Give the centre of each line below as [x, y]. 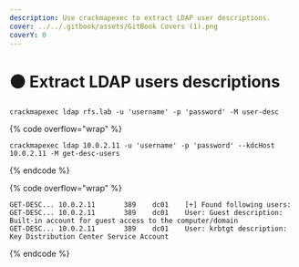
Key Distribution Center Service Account [89, 237]
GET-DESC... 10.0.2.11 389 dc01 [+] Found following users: [150, 205]
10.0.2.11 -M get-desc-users [65, 154]
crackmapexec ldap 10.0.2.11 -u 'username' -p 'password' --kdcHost [142, 146]
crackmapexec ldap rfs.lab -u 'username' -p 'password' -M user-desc [144, 112]
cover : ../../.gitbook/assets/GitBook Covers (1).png [114, 26]
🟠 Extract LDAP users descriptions [145, 82]
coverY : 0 [28, 35]
